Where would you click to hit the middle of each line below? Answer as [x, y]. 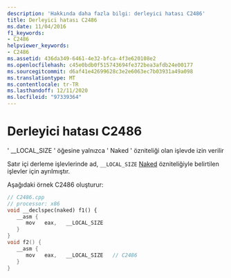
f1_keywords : [26, 33]
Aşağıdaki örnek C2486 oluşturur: [55, 185]
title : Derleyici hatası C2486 [52, 20]
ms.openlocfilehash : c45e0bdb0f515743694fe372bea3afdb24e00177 [100, 65]
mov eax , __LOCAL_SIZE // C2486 [81, 255]
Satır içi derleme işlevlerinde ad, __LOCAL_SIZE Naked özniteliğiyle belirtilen [113, 164]
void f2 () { [24, 243]
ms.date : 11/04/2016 [37, 26]
